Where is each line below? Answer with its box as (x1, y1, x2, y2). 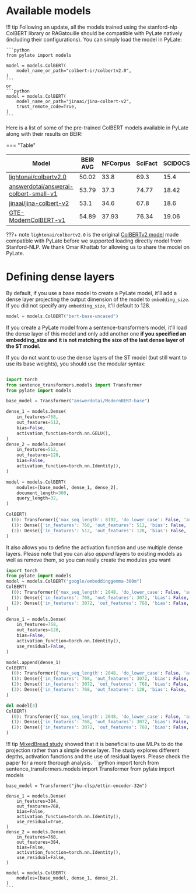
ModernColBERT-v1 (9, 215, 66, 224)
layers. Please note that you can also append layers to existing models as (6, 550, 183, 557)
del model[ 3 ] (6, 703, 38, 709)
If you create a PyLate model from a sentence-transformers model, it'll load (6, 324, 187, 331)
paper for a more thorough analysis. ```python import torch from (6, 759, 159, 766)
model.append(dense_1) (6, 659, 61, 665)
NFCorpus (101, 159, 131, 167)
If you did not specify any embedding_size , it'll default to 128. (6, 302, 150, 309)
